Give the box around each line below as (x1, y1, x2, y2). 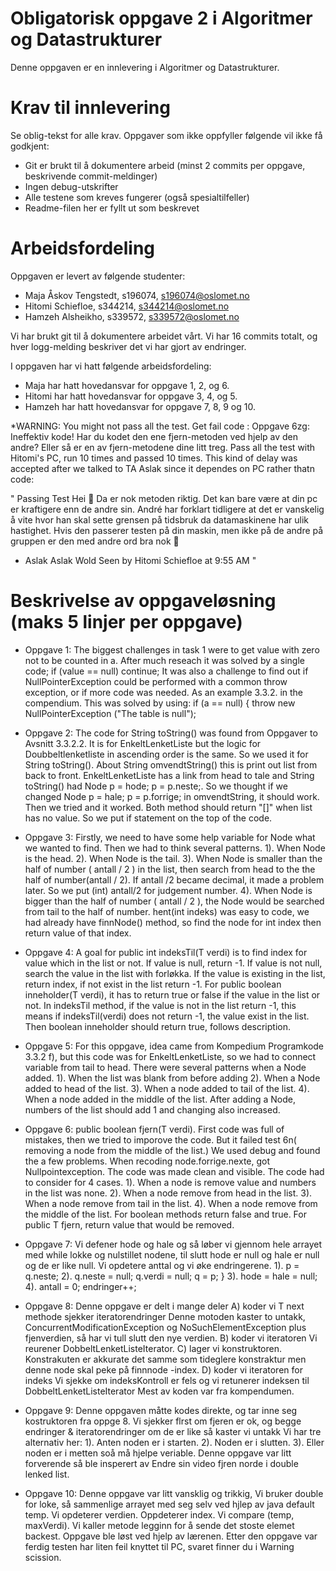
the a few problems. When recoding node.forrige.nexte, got (24, 1155, 271, 1167)
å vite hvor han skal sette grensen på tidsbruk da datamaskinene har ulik (10, 513, 309, 526)
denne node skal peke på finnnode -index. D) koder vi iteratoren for (24, 1363, 303, 1376)
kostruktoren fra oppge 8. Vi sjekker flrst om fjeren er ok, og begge (24, 1415, 302, 1427)
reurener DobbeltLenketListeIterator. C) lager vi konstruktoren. (24, 1342, 283, 1354)
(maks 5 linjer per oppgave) (10, 611, 243, 633)
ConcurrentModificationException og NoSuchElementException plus (24, 1321, 307, 1333)
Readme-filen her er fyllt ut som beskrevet (24, 202, 200, 214)
